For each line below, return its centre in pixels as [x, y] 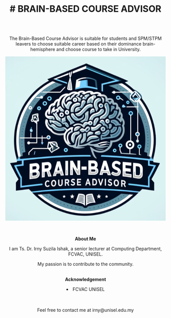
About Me [85, 239]
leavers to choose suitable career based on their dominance [78, 43]
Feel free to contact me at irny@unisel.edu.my [85, 310]
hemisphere [43, 49]
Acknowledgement [85, 279]
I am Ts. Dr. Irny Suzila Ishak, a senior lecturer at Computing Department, [85, 248]
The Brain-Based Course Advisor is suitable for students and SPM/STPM [85, 38]
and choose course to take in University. [98, 49]
